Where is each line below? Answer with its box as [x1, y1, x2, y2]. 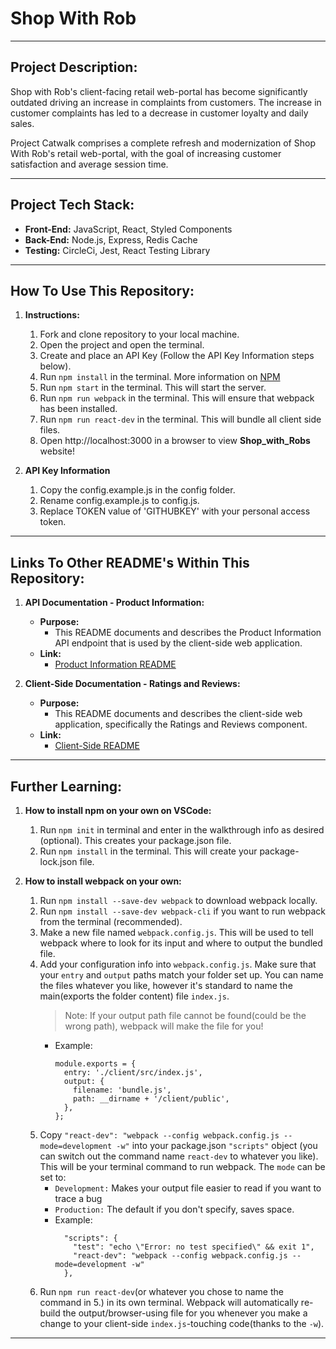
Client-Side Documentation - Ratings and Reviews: [24, 678, 241, 690]
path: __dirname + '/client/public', [73, 1094, 230, 1104]
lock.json [39, 856, 78, 867]
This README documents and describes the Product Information [54, 627, 322, 639]
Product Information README [54, 658, 177, 671]
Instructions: [24, 309, 80, 321]
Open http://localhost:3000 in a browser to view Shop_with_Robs [39, 435, 311, 447]
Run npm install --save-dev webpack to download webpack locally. [39, 895, 318, 906]
